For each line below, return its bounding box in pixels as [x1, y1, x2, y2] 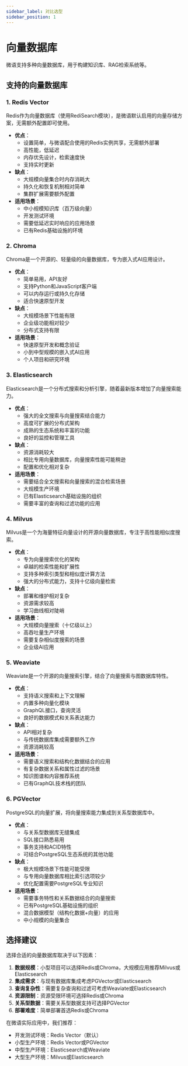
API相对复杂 [23, 729, 53, 736]
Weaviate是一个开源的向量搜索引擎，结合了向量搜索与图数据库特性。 [6, 672, 172, 679]
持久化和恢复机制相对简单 [23, 183, 85, 190]
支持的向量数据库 [6, 80, 68, 90]
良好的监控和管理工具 [23, 434, 75, 441]
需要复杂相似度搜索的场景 [23, 636, 85, 643]
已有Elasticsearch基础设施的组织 [23, 492, 102, 499]
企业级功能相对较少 [23, 319, 70, 326]
